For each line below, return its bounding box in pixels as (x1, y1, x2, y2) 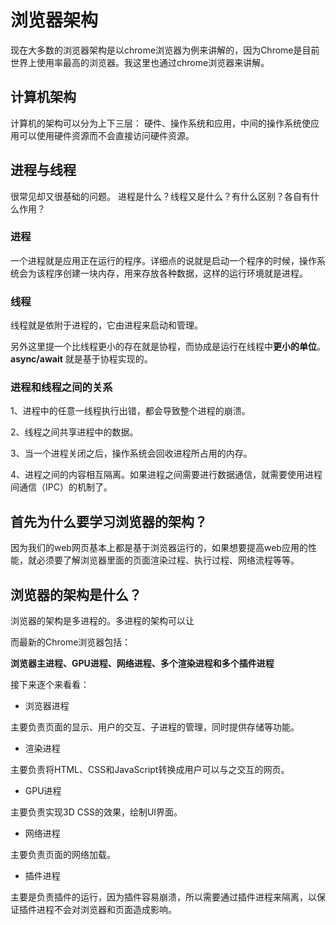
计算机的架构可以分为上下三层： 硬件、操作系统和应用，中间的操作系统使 (10, 117, 311, 129)
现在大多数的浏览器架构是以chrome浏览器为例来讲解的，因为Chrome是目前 (10, 44, 320, 56)
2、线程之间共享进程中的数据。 (10, 426, 139, 438)
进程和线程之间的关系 (10, 381, 113, 395)
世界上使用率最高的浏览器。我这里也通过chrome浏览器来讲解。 (10, 56, 270, 68)
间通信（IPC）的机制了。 (10, 481, 113, 493)
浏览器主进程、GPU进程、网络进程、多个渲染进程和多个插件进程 (10, 657, 275, 670)
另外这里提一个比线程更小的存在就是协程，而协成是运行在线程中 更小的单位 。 (10, 341, 326, 353)
